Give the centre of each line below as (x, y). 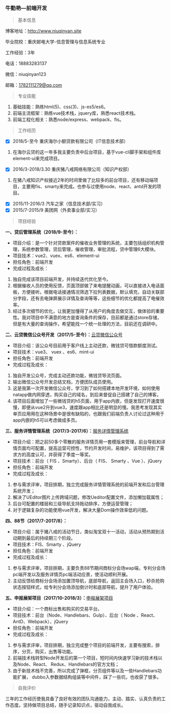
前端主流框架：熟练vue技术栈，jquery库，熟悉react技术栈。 (75, 113)
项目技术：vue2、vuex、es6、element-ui (56, 256)
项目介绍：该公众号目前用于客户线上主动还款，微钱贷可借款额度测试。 (86, 345)
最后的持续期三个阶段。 (51, 538)
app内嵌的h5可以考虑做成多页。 (46, 420)
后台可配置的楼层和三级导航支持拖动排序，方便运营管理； (73, 503)
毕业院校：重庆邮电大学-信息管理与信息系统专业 (55, 42)
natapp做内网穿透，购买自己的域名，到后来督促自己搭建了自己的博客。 (87, 394)
